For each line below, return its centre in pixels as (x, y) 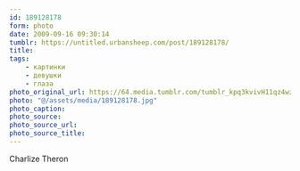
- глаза (39, 84)
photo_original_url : (48, 92)
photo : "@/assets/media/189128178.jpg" (83, 100)
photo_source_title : (48, 134)
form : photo (31, 26)
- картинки (46, 68)
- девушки (44, 76)
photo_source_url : (43, 126)
